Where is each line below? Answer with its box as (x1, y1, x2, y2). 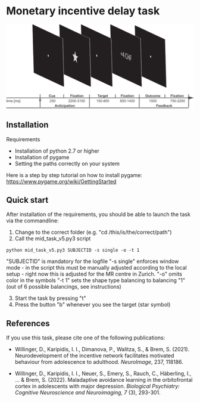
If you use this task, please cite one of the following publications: (6, 334, 165, 341)
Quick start (6, 195, 49, 205)
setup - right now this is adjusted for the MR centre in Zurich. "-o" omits (6, 270, 183, 278)
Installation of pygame (14, 153, 70, 160)
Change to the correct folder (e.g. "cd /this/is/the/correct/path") (14, 228, 172, 236)
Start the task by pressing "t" (14, 295, 86, 302)
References (6, 318, 50, 329)
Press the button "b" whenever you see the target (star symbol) (14, 301, 171, 308)
